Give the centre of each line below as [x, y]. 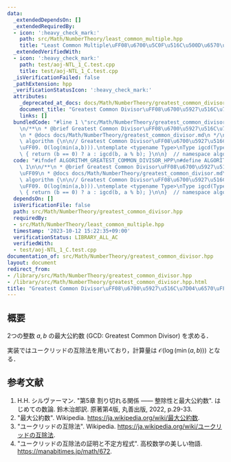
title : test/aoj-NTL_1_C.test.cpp [69, 71]
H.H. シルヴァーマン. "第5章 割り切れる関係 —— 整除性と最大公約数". [115, 400]
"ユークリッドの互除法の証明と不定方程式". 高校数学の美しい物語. [110, 443]
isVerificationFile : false [52, 206]
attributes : [31, 97]
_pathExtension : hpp [43, 84]
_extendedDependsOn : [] [47, 20]
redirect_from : [29, 269]
